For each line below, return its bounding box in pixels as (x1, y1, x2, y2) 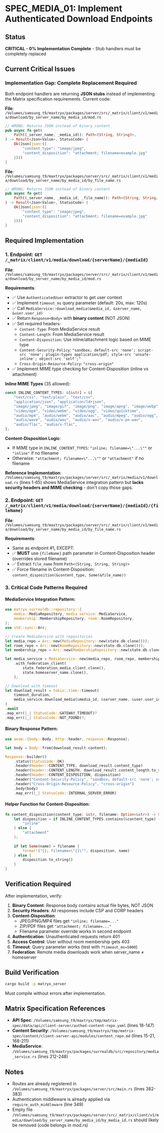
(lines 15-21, (131, 1033, 156, 1039)
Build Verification (5, 968, 60, 977)
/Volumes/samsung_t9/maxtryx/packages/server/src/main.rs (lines (12, 1086, 145, 1092)
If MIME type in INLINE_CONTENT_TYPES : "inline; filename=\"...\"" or (12, 445, 152, 451)
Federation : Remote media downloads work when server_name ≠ (12, 949, 144, 955)
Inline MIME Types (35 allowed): (5, 381, 71, 387)
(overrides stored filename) (12, 556, 67, 562)
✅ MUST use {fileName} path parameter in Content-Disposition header (12, 550, 155, 556)
